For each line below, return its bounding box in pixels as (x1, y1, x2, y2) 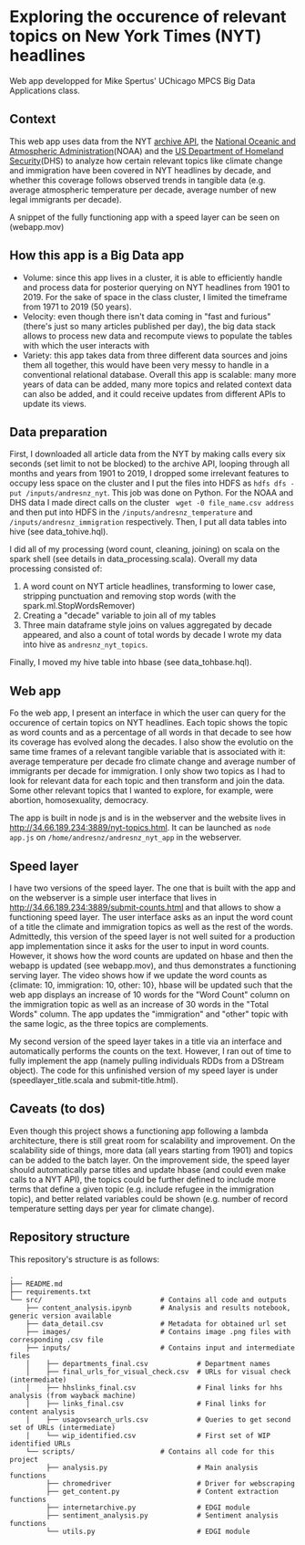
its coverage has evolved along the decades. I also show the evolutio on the (9, 736, 294, 747)
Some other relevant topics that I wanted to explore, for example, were (9, 785, 274, 796)
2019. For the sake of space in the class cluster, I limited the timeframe (22, 291, 288, 302)
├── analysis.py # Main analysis (46, 1463, 259, 1472)
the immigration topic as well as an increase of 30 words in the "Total (9, 999, 269, 1009)
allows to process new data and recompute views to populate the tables (22, 330, 293, 341)
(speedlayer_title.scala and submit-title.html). (9, 1075, 179, 1085)
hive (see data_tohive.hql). (9, 527, 109, 538)
